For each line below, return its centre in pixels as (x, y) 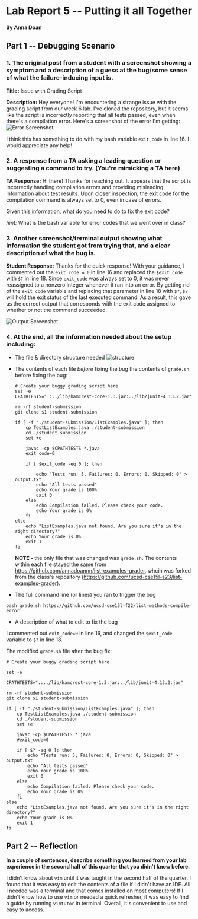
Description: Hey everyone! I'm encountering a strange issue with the (91, 102)
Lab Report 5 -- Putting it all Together (99, 11)
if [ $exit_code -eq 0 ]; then (64, 464)
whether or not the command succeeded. (57, 310)
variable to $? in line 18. (35, 640)
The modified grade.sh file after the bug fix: (59, 651)
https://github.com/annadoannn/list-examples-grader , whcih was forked (103, 570)
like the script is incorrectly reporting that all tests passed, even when (91, 115)
